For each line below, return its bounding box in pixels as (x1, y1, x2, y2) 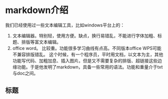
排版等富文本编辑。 (21, 38, 61, 45)
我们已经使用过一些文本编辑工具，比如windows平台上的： (5, 22, 125, 28)
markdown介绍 (5, 4, 69, 16)
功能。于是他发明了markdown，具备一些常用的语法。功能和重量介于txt (17, 63, 163, 70)
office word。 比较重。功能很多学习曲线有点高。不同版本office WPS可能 (12, 45, 162, 51)
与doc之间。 (12, 70, 39, 76)
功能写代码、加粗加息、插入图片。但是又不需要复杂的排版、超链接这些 (12, 57, 158, 63)
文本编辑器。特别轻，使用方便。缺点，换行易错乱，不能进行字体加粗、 (12, 32, 158, 38)
